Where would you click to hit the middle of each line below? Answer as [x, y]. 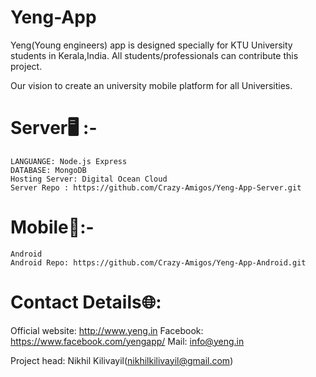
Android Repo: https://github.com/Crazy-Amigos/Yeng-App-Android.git [158, 262]
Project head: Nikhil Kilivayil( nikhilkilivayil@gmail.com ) [122, 360]
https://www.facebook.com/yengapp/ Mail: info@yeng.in [127, 341]
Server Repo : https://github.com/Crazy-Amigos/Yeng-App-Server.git [156, 187]
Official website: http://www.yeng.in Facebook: [107, 330]
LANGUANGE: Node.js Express [69, 161]
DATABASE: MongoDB [48, 170]
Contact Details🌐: [86, 302]
